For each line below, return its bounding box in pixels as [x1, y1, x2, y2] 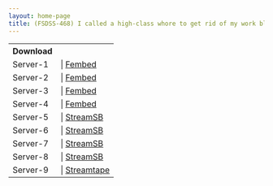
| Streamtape [60, 164, 110, 175]
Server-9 [12, 164, 49, 175]
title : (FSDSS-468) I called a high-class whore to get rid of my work [8, 19, 256, 28]
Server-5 [12, 111, 49, 123]
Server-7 [12, 137, 49, 149]
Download [12, 45, 53, 57]
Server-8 [12, 151, 49, 162]
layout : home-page [8, 11, 71, 20]
